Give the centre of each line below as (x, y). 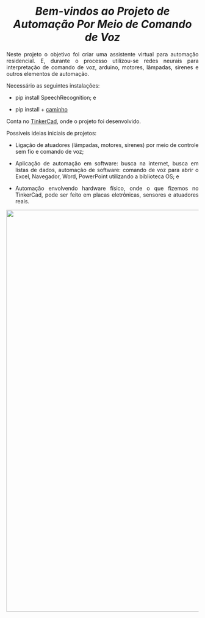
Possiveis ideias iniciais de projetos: (52, 133)
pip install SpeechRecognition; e (56, 97)
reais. (22, 201)
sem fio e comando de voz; (49, 151)
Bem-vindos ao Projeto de (103, 11)
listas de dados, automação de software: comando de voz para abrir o (107, 170)
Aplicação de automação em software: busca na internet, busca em (107, 163)
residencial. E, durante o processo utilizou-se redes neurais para (103, 61)
